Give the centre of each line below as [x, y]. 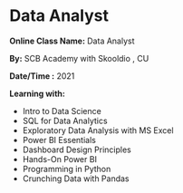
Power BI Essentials [59, 140]
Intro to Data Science [62, 111]
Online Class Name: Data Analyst [72, 41]
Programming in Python [67, 169]
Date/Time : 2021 [42, 76]
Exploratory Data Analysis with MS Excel [98, 130]
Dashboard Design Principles [77, 150]
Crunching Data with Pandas [76, 179]
